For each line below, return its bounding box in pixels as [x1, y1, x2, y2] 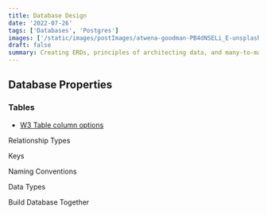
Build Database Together [8, 197, 90, 207]
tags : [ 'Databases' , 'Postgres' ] [8, 26, 119, 34]
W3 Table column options [19, 120, 104, 130]
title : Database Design [8, 11, 87, 20]
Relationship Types [8, 135, 71, 145]
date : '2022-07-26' [8, 19, 73, 27]
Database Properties [8, 78, 113, 92]
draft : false [8, 41, 52, 49]
